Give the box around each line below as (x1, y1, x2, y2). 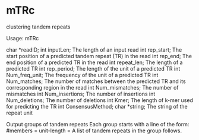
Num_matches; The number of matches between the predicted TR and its (6, 78, 186, 85)
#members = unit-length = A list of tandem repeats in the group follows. (6, 127, 182, 134)
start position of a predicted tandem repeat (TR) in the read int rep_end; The (6, 52, 192, 59)
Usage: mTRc (6, 34, 39, 42)
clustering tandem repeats (6, 23, 71, 30)
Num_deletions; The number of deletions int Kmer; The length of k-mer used (6, 96, 193, 104)
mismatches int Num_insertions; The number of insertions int (6, 90, 156, 97)
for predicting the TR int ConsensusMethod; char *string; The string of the (6, 103, 188, 110)
